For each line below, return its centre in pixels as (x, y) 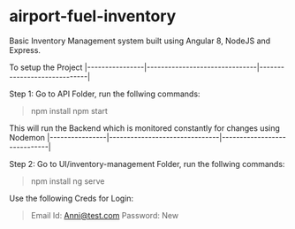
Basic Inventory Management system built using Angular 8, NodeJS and (140, 41)
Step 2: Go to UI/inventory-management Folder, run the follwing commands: (147, 164)
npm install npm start (69, 111)
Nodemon (27, 137)
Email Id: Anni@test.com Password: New (105, 215)
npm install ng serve (68, 181)
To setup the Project (46, 67)
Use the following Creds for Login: (72, 198)
